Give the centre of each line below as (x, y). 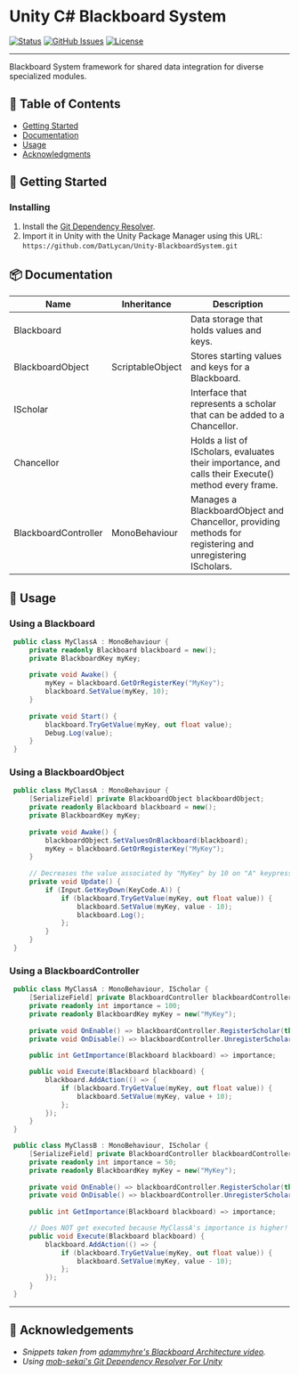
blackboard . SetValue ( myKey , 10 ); (107, 692)
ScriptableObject (146, 367)
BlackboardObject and (237, 511)
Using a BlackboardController (74, 971)
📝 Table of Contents (65, 104)
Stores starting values (236, 356)
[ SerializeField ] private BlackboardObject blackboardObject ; (147, 799)
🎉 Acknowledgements (72, 1330)
